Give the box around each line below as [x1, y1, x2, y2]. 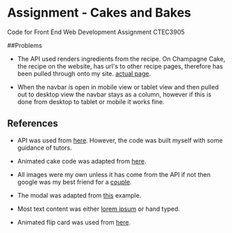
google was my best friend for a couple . [17, 178, 132, 186]
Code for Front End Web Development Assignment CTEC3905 [7, 28, 185, 36]
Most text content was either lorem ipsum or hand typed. [17, 205, 181, 213]
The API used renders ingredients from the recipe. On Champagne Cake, [17, 54, 226, 63]
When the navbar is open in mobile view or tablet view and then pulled [17, 83, 219, 91]
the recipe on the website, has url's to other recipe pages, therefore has [17, 62, 224, 70]
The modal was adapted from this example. [17, 191, 142, 199]
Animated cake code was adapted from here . [17, 157, 147, 165]
